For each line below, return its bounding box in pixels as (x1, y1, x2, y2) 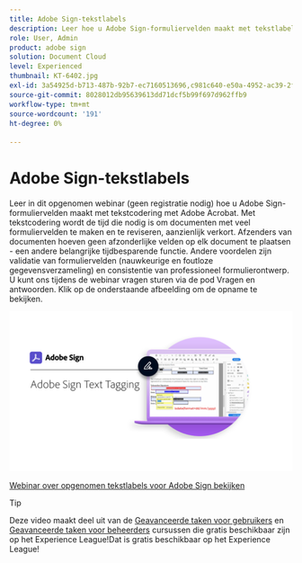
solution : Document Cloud (9, 52, 106, 62)
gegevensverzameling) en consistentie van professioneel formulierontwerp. (9, 265, 289, 276)
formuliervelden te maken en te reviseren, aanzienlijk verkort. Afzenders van (9, 227, 292, 237)
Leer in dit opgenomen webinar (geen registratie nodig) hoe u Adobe (9, 198, 264, 209)
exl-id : (9, 81, 39, 90)
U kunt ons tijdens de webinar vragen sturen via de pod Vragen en (9, 274, 256, 285)
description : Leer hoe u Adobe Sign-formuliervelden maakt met (9, 23, 252, 33)
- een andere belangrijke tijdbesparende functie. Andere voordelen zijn (9, 246, 272, 256)
